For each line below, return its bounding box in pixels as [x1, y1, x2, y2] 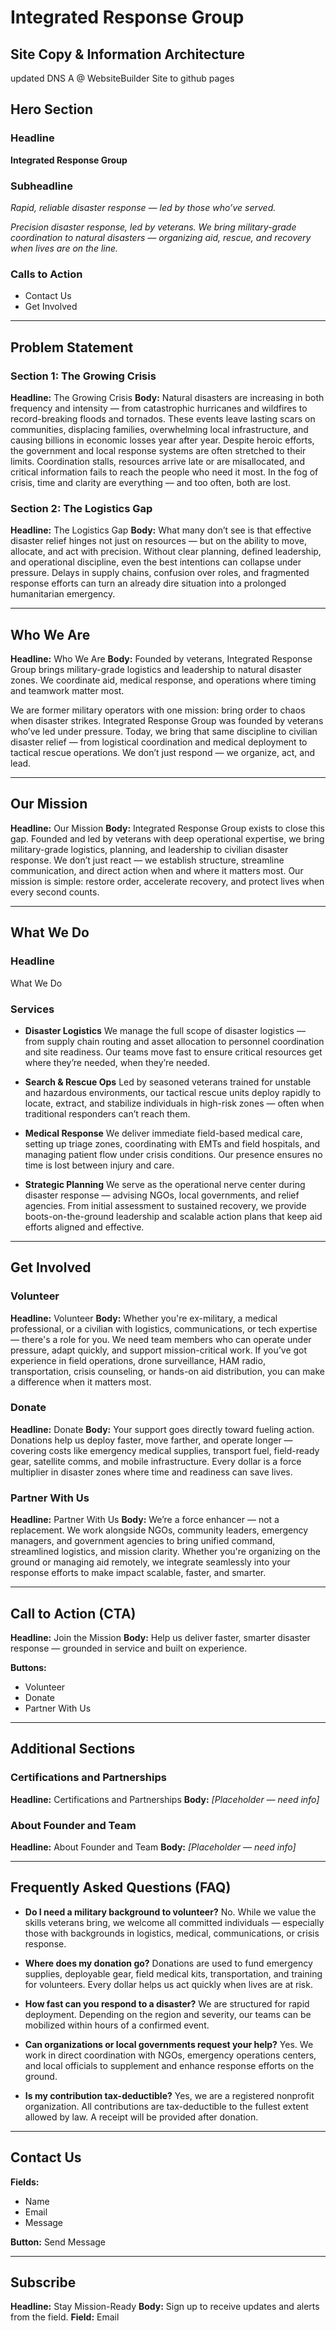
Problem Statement [10, 339, 134, 356]
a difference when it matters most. [10, 1376, 152, 1388]
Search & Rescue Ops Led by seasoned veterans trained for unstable [24, 1076, 312, 1088]
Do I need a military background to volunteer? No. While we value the [24, 1906, 317, 1918]
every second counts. [10, 886, 100, 898]
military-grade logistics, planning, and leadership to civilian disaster [10, 843, 289, 855]
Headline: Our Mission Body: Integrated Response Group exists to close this [10, 822, 325, 834]
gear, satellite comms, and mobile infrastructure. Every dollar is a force [10, 1455, 302, 1467]
